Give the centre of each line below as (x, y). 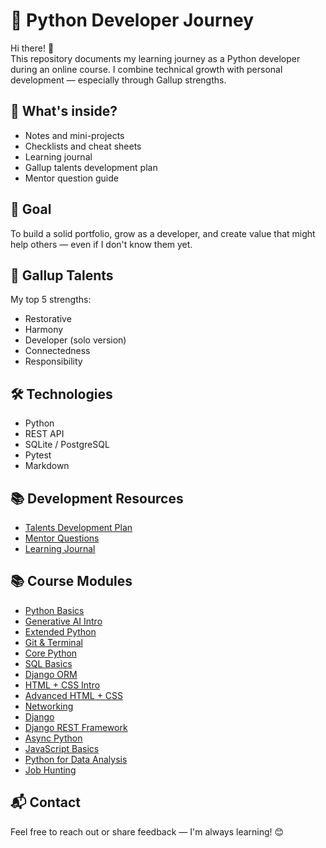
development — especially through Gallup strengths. (118, 80)
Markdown (47, 466)
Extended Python (60, 631)
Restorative (48, 319)
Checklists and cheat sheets (83, 146)
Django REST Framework (76, 727)
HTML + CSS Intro (62, 685)
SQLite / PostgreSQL (67, 445)
